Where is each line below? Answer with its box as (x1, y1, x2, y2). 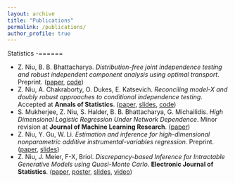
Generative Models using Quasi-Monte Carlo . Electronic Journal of (17, 160, 214, 169)
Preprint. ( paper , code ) (17, 78, 84, 87)
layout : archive (7, 10, 55, 18)
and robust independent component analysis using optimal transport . (17, 70, 220, 79)
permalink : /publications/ (7, 23, 87, 30)
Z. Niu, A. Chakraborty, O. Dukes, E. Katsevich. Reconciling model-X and (17, 85, 228, 94)
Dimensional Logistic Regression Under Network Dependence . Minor (17, 115, 217, 124)
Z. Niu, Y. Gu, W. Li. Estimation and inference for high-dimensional (17, 130, 210, 139)
